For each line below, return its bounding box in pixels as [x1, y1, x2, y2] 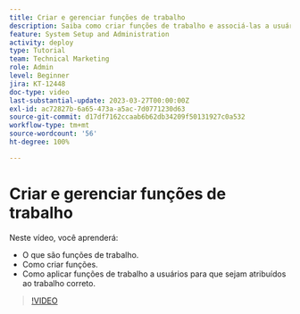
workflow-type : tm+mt [9, 121, 90, 130]
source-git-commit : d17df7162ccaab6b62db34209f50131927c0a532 [9, 112, 246, 121]
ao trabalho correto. [21, 277, 96, 288]
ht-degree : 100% [9, 137, 70, 146]
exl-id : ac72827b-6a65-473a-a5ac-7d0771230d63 [9, 104, 186, 113]
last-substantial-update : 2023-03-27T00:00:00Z [9, 95, 190, 105]
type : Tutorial [9, 46, 66, 55]
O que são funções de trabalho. [21, 249, 139, 260]
